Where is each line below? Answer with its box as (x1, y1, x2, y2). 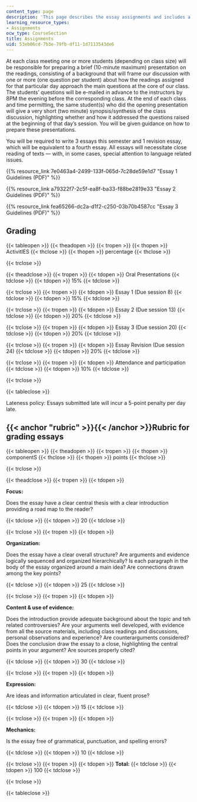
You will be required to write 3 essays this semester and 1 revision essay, (6, 137, 182, 145)
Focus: (6, 488, 24, 495)
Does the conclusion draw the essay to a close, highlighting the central (6, 640, 178, 647)
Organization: (6, 539, 41, 546)
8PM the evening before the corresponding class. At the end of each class (6, 95, 186, 102)
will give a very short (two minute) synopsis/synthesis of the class (6, 107, 166, 115)
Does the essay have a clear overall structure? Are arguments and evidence (6, 551, 189, 558)
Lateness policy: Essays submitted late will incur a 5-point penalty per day (6, 399, 186, 406)
